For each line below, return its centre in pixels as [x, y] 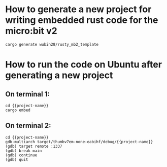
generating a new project [59, 75]
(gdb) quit [17, 159]
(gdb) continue [21, 155]
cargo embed [18, 110]
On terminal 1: [27, 94]
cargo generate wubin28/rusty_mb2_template [52, 44]
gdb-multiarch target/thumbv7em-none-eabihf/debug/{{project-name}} [79, 142]
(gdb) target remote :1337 [34, 146]
